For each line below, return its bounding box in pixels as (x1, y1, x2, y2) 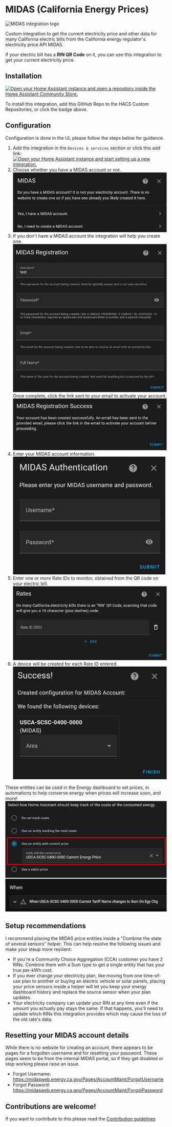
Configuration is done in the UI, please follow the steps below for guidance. (5, 135, 164, 141)
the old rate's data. (12, 1016, 53, 1022)
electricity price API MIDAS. (5, 41, 64, 47)
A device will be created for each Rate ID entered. (12, 661, 118, 667)
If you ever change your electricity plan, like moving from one (12, 972, 142, 979)
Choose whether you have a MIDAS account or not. (12, 166, 121, 173)
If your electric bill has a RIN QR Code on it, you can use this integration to (5, 51, 162, 58)
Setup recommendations (5, 922, 86, 930)
